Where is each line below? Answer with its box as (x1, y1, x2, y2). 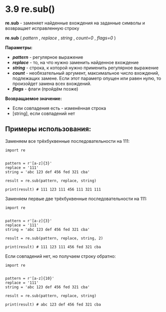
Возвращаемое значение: (5, 96, 62, 102)
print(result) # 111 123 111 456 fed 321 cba (5, 244, 101, 249)
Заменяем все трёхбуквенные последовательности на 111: (5, 138, 130, 144)
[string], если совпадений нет (12, 110, 76, 116)
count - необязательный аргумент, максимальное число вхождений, (12, 70, 160, 76)
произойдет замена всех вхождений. (12, 81, 91, 87)
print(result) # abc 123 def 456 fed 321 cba (5, 302, 101, 307)
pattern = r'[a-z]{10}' (5, 276, 55, 281)
